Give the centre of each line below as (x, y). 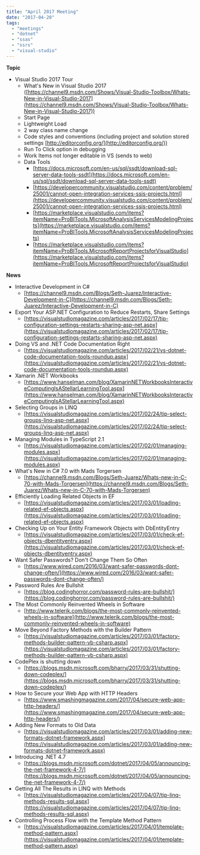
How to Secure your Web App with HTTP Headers (76, 693)
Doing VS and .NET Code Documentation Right (72, 344)
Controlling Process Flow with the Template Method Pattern (88, 820)
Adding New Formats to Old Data (55, 725)
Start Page (37, 117)
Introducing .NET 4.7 (40, 756)
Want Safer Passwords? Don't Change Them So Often (81, 560)
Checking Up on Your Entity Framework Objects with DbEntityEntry (97, 528)
